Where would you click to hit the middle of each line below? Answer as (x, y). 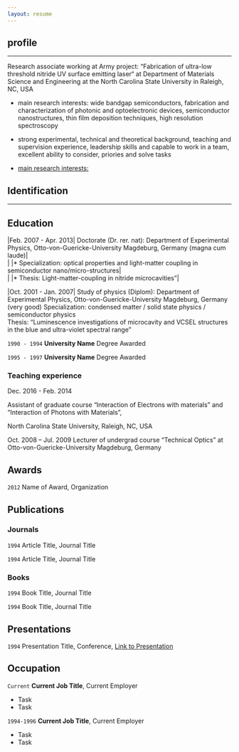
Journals (23, 529)
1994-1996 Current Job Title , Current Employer (76, 721)
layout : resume (30, 14)
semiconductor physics (42, 314)
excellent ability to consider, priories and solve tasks (95, 154)
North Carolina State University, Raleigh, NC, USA (80, 426)
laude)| (18, 255)
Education (31, 223)
